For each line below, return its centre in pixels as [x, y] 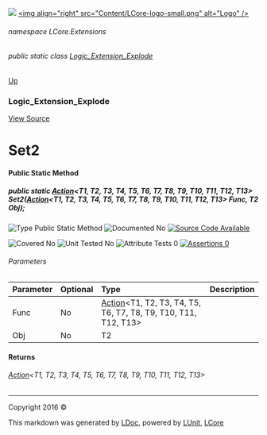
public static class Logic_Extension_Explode [81, 56]
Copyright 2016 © [38, 407]
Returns [22, 356]
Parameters [27, 261]
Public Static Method [44, 173]
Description [232, 290]
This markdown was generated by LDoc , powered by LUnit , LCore [116, 422]
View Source [29, 118]
